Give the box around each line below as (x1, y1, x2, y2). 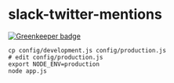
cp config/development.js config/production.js (8, 46, 167, 54)
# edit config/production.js (8, 53, 103, 61)
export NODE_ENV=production (8, 60, 100, 68)
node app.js (8, 67, 47, 75)
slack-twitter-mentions (8, 5, 162, 23)
